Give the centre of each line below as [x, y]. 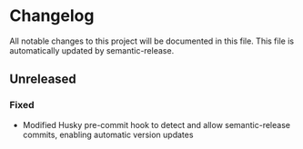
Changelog [52, 16]
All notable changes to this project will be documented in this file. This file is [151, 41]
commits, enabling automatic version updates [108, 134]
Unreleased [43, 79]
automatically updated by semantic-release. [92, 50]
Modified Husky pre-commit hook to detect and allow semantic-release [157, 124]
